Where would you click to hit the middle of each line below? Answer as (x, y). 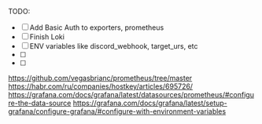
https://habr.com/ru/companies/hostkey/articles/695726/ (101, 86)
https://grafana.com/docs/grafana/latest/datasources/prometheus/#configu (131, 95)
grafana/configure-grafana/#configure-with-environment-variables (117, 111)
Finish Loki (47, 37)
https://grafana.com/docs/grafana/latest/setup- (150, 103)
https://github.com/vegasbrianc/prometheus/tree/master (100, 78)
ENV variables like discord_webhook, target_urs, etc (114, 46)
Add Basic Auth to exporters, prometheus (97, 27)
